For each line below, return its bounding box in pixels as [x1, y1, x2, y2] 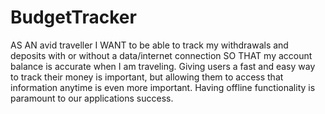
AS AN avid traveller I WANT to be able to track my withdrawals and [10, 39, 289, 51]
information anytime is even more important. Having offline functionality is [10, 81, 316, 93]
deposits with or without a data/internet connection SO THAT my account [10, 49, 313, 61]
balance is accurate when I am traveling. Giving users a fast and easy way [10, 60, 316, 72]
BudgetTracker [10, 6, 137, 29]
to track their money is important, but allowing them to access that [10, 71, 284, 83]
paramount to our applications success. [10, 92, 174, 104]
